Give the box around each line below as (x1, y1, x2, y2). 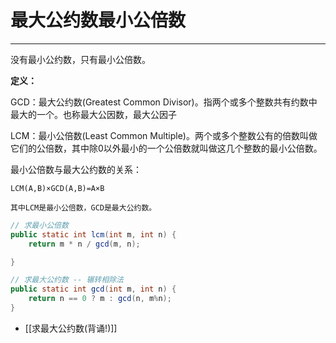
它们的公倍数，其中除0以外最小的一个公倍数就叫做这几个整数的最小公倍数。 (10, 142, 323, 154)
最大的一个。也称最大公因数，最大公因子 (10, 108, 177, 120)
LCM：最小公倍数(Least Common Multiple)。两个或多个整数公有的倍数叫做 (10, 129, 318, 141)
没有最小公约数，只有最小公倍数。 (10, 53, 151, 65)
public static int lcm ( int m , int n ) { (10, 229, 177, 240)
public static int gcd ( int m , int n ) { (10, 284, 177, 295)
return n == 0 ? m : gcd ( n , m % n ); (28, 294, 172, 304)
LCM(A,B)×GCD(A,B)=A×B (10, 183, 105, 193)
